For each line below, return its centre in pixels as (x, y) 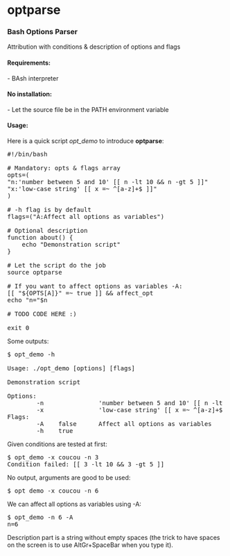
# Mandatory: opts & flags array (64, 168)
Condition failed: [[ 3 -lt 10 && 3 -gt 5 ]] (86, 465)
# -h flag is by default (49, 210)
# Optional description (47, 231)
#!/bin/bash (27, 154)
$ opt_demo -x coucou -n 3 (53, 458)
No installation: (29, 94)
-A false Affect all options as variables (124, 424)
